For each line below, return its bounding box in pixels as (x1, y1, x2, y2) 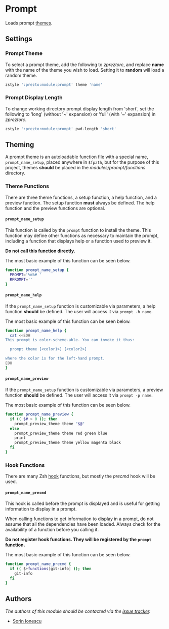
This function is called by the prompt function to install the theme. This (5, 227, 151, 233)
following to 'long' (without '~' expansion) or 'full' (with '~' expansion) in (5, 111, 156, 117)
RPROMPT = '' (10, 277, 33, 282)
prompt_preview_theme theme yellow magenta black (14, 440, 121, 445)
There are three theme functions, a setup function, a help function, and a (5, 194, 157, 200)
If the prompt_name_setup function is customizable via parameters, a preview (5, 387, 163, 393)
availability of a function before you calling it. (5, 527, 99, 533)
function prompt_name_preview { (5, 412, 73, 417)
